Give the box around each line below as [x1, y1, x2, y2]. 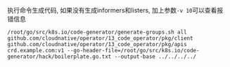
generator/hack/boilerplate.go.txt [7, 53, 112, 60]
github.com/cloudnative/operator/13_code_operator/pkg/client [7, 35, 193, 42]
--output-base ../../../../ [114, 53, 197, 60]
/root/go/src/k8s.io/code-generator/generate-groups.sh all [7, 29, 188, 36]
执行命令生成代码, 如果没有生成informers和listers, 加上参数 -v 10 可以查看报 [7, 6, 224, 14]
